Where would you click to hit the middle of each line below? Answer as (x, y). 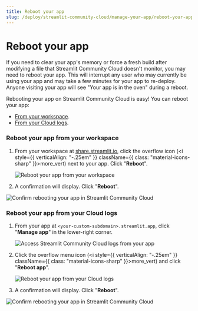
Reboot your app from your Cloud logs (62, 213)
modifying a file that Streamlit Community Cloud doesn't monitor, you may (96, 69)
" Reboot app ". (32, 267)
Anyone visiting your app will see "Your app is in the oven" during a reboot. (97, 87)
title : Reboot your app (35, 11)
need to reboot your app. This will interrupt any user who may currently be (96, 75)
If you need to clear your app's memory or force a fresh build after (87, 62)
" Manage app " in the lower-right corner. (64, 232)
